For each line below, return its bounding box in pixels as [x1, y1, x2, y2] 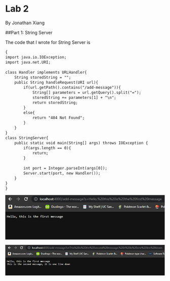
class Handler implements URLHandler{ [5, 70, 87, 75]
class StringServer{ [5, 135, 49, 140]
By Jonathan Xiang [5, 20, 45, 26]
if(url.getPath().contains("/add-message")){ [23, 85, 121, 90]
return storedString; [32, 100, 78, 105]
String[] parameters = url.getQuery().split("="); [32, 90, 142, 95]
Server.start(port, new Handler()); [23, 171, 101, 176]
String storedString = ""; [14, 75, 71, 80]
